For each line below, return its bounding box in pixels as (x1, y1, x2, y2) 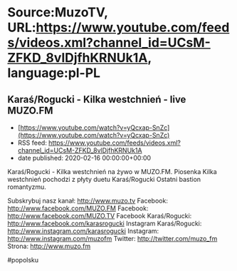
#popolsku (7, 256, 39, 264)
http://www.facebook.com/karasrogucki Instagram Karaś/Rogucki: (7, 219, 202, 227)
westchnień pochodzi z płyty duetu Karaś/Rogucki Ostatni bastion (7, 175, 201, 183)
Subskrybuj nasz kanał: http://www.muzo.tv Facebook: (7, 197, 169, 205)
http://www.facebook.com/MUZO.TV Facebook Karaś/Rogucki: (7, 212, 192, 220)
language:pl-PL (7, 65, 101, 81)
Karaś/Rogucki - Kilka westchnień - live (7, 93, 186, 106)
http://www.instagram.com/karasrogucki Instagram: (7, 227, 159, 235)
